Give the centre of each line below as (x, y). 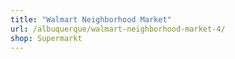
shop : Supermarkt (46, 38)
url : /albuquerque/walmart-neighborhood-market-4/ (118, 29)
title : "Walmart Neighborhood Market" (91, 19)
